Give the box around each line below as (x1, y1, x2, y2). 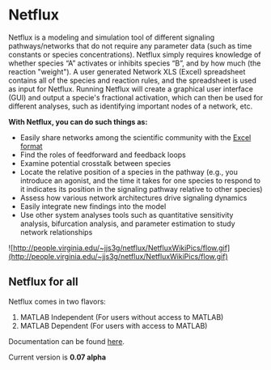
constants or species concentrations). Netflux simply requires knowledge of (8, 49, 261, 59)
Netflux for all (8, 275, 78, 289)
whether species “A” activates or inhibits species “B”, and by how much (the (8, 58, 261, 68)
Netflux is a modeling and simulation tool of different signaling (8, 32, 215, 42)
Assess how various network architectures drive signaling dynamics (19, 193, 248, 202)
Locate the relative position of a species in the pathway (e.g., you (19, 167, 239, 176)
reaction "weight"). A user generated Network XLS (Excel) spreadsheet (8, 66, 246, 76)
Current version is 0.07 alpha (8, 352, 107, 362)
